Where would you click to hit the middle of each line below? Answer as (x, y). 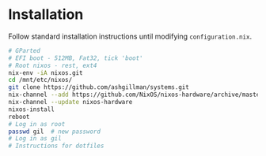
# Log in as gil (35, 139)
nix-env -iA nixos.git (46, 72)
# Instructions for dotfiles (56, 146)
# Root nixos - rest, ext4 (53, 65)
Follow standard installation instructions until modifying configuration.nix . (130, 36)
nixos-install (32, 109)
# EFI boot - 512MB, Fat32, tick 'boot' (76, 58)
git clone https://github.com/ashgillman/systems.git (99, 87)
